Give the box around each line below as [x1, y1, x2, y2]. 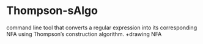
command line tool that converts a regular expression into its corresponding [6, 24, 197, 31]
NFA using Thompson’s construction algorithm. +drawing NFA [6, 30, 162, 37]
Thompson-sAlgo [6, 4, 98, 18]
